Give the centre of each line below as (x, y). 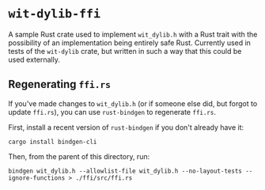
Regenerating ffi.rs (60, 84)
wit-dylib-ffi (55, 14)
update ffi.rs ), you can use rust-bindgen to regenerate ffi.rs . (112, 112)
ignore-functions (37, 178)
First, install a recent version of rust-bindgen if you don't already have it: (126, 127)
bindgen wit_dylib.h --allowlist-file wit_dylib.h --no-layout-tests (125, 171)
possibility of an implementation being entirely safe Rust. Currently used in (130, 43)
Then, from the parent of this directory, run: (79, 156)
